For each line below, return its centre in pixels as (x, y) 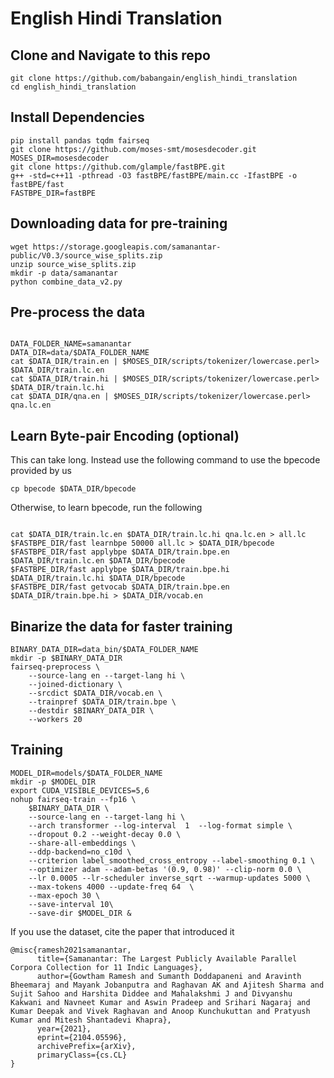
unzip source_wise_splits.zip (73, 264)
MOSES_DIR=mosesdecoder (60, 158)
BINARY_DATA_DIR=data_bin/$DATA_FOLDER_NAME (104, 650)
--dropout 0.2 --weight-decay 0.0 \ (105, 834)
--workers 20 (55, 720)
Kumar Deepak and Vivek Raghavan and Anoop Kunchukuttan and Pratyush (160, 1011)
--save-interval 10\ (71, 904)
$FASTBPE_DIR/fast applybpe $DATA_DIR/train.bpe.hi (120, 570)
